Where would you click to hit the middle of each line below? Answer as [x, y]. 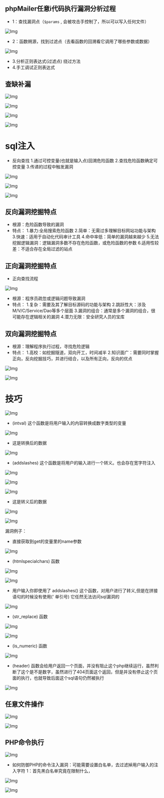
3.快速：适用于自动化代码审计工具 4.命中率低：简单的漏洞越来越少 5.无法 [85, 237]
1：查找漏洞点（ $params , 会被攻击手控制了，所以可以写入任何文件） [81, 22]
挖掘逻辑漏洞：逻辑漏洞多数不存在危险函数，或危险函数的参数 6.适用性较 [85, 243]
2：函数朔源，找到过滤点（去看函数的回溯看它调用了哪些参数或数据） [82, 41]
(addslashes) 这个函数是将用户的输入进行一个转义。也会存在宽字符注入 [84, 463]
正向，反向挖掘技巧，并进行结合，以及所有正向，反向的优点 [72, 359]
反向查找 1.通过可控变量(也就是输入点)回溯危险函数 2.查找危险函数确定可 [85, 160]
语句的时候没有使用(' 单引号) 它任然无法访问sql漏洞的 [66, 597]
